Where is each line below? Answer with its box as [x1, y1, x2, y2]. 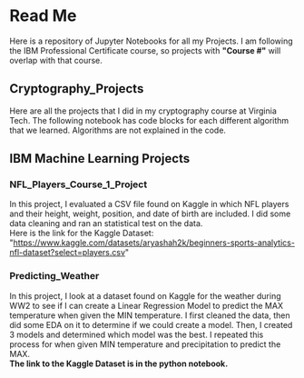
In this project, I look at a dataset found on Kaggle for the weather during [9, 290, 281, 301]
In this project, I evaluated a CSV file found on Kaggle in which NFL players [9, 199, 289, 210]
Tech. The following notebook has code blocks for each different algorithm [9, 114, 289, 125]
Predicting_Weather [9, 270, 100, 283]
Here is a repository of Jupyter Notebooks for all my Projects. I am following [9, 35, 293, 46]
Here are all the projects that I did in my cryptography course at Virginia [9, 105, 277, 116]
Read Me [9, 5, 77, 26]
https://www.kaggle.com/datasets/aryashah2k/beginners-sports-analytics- [13, 237, 295, 248]
